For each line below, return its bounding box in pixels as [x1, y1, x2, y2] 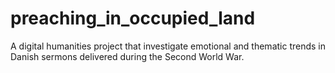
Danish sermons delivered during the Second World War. [10, 50, 245, 62]
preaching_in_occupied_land [10, 7, 256, 30]
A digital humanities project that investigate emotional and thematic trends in [10, 40, 327, 52]
